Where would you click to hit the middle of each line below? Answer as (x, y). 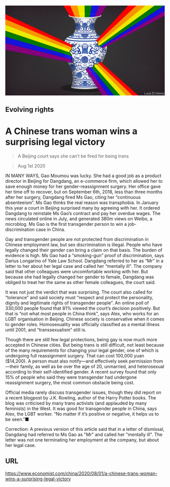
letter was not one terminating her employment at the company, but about (82, 440)
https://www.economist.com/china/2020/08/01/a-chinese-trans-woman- (81, 473)
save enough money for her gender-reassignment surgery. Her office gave (83, 186)
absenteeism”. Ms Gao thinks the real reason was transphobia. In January (82, 202)
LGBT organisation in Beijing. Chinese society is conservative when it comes (85, 319)
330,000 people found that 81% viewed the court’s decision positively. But (83, 308)
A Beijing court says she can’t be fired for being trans (73, 156)
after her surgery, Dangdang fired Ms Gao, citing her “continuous (73, 197)
